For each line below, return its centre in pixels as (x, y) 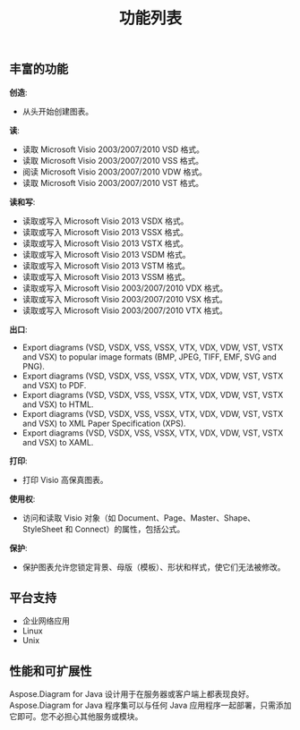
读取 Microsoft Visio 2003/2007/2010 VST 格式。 (113, 182)
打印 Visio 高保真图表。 (65, 480)
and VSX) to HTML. (58, 404)
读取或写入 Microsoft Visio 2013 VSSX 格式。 (105, 232)
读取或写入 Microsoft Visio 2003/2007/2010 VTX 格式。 (125, 310)
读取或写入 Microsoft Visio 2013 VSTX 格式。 (105, 243)
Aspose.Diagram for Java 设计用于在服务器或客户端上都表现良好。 (132, 694)
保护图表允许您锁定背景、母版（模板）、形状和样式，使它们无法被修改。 (154, 567)
